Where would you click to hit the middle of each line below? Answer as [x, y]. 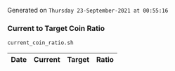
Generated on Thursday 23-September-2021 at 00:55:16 [88, 10]
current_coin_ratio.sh [40, 43]
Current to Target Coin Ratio [56, 28]
